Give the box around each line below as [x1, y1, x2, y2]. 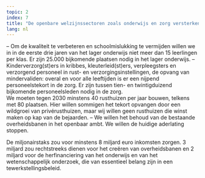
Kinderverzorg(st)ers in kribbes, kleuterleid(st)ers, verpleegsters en [6, 62, 177, 69]
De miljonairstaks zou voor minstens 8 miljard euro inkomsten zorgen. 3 [6, 138, 186, 146]
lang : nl [6, 26, 29, 32]
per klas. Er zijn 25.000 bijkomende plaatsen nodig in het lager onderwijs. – [6, 55, 195, 63]
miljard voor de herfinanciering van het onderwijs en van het [6, 152, 158, 159]
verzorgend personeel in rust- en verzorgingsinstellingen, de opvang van [6, 68, 190, 76]
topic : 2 [6, 9, 29, 15]
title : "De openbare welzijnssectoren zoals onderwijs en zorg [6, 20, 171, 26]
